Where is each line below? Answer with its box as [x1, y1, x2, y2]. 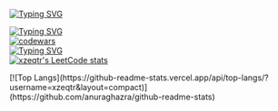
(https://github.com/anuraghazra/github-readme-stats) [9, 91, 215, 102]
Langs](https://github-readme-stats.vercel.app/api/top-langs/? [34, 72, 270, 83]
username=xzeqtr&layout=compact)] [9, 82, 148, 92]
